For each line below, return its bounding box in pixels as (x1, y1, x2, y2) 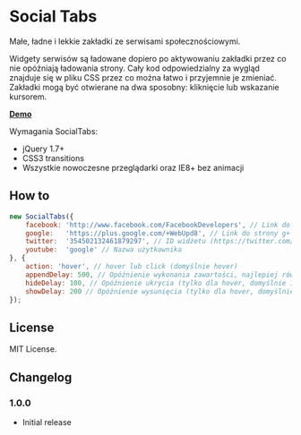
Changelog (9, 370, 73, 385)
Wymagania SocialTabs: (9, 125, 99, 136)
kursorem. (9, 91, 47, 102)
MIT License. (9, 344, 57, 354)
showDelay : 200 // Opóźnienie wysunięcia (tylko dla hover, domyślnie (25, 286, 295, 296)
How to (9, 188, 50, 203)
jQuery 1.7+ (21, 143, 65, 154)
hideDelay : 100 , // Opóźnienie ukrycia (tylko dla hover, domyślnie (25, 278, 287, 287)
